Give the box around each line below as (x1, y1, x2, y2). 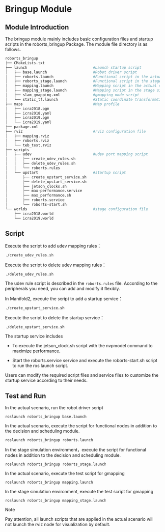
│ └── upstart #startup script (5, 170, 126, 175)
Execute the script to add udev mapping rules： (5, 243, 102, 249)
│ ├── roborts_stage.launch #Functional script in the (5, 79, 148, 84)
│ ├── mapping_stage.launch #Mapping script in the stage (5, 88, 155, 93)
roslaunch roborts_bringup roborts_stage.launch (5, 462, 107, 467)
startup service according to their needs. (5, 377, 88, 384)
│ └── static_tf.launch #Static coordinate (5, 97, 133, 102)
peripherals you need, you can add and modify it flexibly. (5, 286, 120, 292)
